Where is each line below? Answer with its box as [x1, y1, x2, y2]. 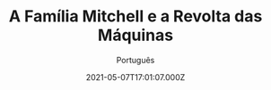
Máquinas [97, 25, 174, 45]
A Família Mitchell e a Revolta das [8, 6, 263, 27]
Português [116, 54, 155, 65]
